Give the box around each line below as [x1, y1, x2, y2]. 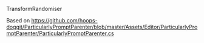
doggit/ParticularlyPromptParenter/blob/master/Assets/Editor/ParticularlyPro [6, 24, 198, 30]
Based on [6, 17, 30, 24]
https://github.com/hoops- [31, 17, 98, 24]
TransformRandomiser [6, 5, 63, 12]
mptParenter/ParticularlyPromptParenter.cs [6, 30, 114, 37]
